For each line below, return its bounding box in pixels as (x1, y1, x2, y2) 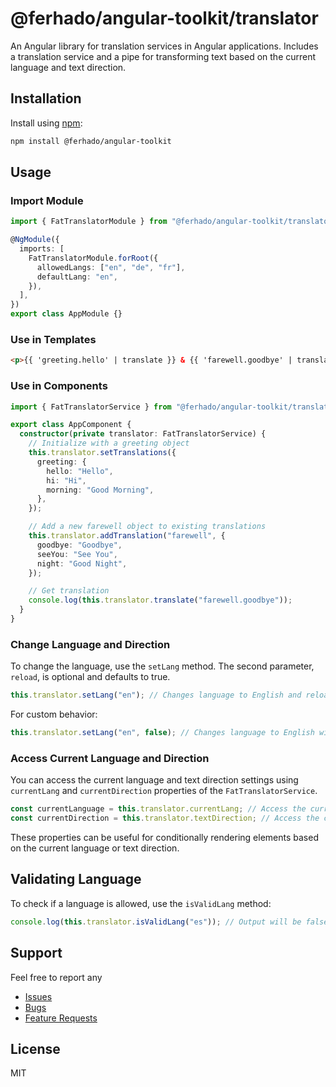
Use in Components (10, 379, 108, 393)
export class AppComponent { (10, 420, 132, 430)
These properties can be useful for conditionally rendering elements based (10, 832, 319, 843)
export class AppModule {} (10, 309, 123, 319)
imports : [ (19, 244, 65, 254)
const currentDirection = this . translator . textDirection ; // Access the (10, 813, 320, 824)
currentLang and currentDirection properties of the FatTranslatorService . (10, 785, 318, 797)
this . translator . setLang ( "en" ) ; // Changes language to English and (10, 690, 302, 701)
